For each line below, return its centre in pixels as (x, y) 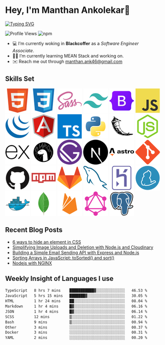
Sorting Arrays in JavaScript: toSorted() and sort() (63, 258)
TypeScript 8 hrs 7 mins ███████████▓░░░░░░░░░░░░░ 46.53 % (76, 291)
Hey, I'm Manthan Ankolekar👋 (68, 10)
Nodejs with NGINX (32, 263)
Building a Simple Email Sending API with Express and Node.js (76, 252)
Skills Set (20, 79)
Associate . (23, 50)
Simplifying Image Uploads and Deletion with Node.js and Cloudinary (83, 247)
